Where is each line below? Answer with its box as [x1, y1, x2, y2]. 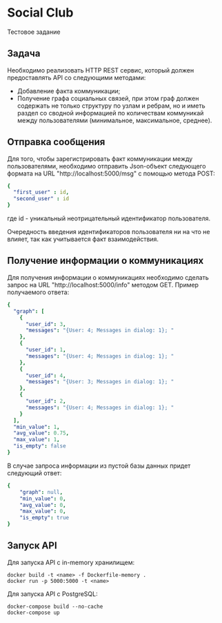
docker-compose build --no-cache [7, 603, 103, 610]
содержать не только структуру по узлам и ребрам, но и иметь [17, 102, 205, 110]
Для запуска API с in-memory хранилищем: [7, 558, 135, 566]
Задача [7, 48, 41, 59]
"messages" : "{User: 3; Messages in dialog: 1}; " [25, 378, 174, 385]
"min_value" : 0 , [19, 495, 67, 502]
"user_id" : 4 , [25, 372, 67, 379]
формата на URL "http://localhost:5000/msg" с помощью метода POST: [7, 169, 216, 178]
